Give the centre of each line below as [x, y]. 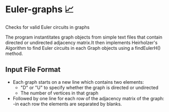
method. [14, 53]
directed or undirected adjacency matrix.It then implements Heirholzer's [81, 42]
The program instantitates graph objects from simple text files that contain [84, 37]
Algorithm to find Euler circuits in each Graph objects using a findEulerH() [83, 48]
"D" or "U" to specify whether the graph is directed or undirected [89, 87]
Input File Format [33, 70]
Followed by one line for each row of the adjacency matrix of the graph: [88, 98]
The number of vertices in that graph [59, 93]
